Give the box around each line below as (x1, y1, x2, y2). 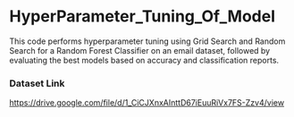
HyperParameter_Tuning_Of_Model (9, 6, 275, 27)
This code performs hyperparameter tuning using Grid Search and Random (9, 36, 286, 46)
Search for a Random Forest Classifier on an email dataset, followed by (9, 45, 271, 55)
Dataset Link (9, 77, 65, 89)
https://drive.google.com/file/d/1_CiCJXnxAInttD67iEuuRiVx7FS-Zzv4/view (9, 97, 284, 108)
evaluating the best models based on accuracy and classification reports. (9, 54, 280, 65)
